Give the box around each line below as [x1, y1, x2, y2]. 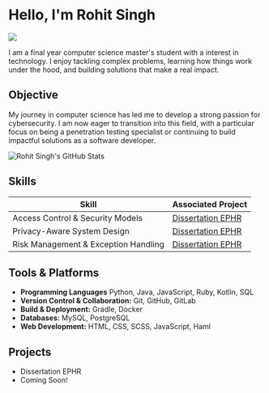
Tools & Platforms [8, 265, 100, 280]
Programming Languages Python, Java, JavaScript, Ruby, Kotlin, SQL [19, 287, 254, 297]
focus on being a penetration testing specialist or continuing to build [8, 127, 237, 137]
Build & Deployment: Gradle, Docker [19, 305, 143, 315]
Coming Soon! [19, 375, 68, 385]
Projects [8, 345, 52, 359]
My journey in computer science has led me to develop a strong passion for [8, 109, 261, 119]
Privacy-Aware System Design [12, 225, 130, 236]
